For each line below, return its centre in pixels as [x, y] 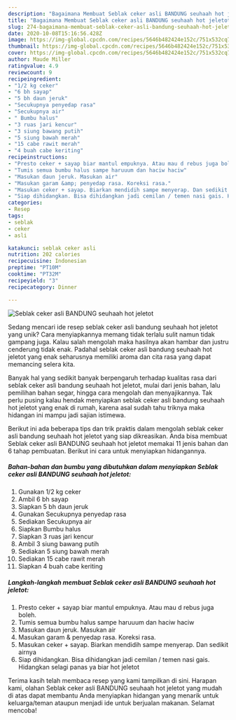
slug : [16, 27]
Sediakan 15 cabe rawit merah [62, 559]
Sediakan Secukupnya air [55, 522]
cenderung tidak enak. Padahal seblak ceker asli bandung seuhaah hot [110, 349]
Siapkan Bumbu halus [49, 529]
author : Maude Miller [40, 60]
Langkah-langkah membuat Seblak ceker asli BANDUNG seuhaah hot [112, 583]
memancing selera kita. [42, 364]
